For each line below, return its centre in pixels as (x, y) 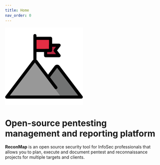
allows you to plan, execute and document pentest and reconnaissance (76, 152)
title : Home (17, 10)
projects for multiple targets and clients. (45, 157)
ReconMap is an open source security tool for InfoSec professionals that (78, 147)
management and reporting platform (80, 133)
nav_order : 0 (18, 15)
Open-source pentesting (56, 123)
